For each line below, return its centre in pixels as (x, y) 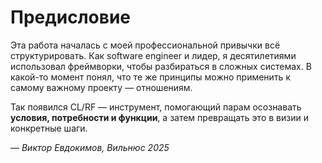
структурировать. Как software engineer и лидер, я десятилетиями (153, 55)
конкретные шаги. (49, 128)
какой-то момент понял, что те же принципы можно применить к (150, 77)
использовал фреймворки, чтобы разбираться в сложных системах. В (161, 66)
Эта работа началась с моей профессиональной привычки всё (145, 45)
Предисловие (70, 17)
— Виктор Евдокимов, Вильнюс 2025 (90, 147)
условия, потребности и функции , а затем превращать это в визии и (159, 117)
